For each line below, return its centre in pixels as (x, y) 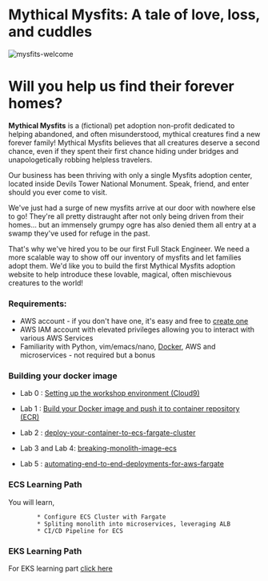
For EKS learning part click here (61, 569)
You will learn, (31, 502)
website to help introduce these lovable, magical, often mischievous (120, 274)
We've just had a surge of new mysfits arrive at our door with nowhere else (132, 208)
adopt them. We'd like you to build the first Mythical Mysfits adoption (122, 265)
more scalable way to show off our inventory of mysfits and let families (125, 257)
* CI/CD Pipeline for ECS (80, 531)
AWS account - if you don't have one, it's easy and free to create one (134, 321)
